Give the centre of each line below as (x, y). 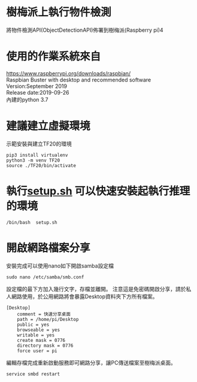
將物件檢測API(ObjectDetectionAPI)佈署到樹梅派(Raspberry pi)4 (85, 30)
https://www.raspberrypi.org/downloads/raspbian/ (69, 73)
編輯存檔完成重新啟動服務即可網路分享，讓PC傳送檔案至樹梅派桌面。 (91, 362)
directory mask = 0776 (45, 345)
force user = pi (37, 351)
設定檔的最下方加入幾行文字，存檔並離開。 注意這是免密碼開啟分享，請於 (96, 289)
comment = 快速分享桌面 (44, 314)
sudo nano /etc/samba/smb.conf (45, 277)
